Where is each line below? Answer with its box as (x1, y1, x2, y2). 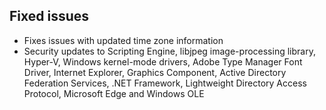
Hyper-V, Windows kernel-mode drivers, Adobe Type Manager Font (23, 55, 303, 68)
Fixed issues (9, 8, 90, 25)
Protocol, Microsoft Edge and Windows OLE (23, 87, 205, 99)
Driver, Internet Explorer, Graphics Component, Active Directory (23, 66, 287, 78)
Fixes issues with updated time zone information (23, 34, 224, 46)
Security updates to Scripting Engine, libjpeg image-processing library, (23, 45, 316, 57)
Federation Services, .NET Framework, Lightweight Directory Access (23, 77, 307, 89)
